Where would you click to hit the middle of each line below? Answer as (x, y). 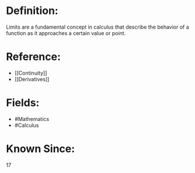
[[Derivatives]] (32, 79)
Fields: (23, 103)
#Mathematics (32, 119)
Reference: (34, 57)
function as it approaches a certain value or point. (66, 33)
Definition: (32, 11)
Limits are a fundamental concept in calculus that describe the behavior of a (98, 27)
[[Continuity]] (31, 73)
